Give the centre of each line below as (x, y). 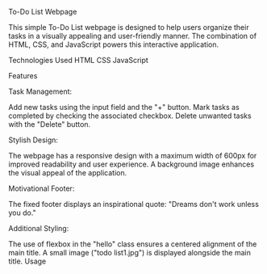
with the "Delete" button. (50, 124)
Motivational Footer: (42, 188)
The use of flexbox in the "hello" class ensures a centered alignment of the (133, 244)
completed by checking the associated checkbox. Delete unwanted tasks (130, 116)
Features (23, 76)
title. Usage (27, 261)
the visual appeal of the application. (68, 173)
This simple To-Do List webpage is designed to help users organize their (129, 27)
